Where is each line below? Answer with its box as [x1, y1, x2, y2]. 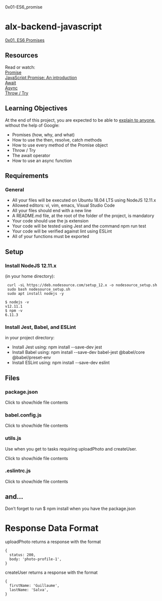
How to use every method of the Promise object [12, 142, 108, 148]
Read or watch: [5, 64, 35, 70]
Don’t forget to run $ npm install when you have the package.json [5, 506, 136, 511]
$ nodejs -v [5, 299, 29, 305]
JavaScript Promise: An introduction [5, 74, 77, 80]
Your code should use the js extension [12, 218, 89, 224]
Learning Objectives [5, 104, 68, 112]
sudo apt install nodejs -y [7, 291, 64, 296]
